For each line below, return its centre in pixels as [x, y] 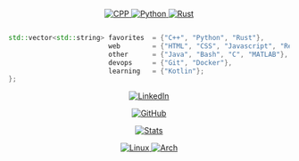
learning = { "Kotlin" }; [156, 71]
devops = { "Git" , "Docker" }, [170, 62]
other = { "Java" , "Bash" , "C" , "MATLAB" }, [198, 54]
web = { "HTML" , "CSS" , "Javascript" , [192, 46]
